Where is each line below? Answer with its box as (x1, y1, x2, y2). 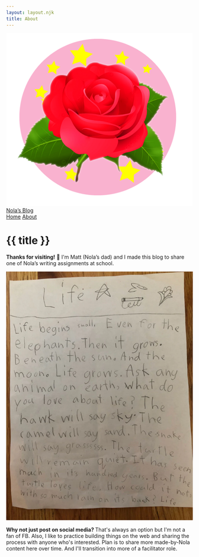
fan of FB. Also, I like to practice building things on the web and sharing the (6, 532, 190, 539)
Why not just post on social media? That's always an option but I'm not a (6, 526, 185, 533)
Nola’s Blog (6, 207, 34, 214)
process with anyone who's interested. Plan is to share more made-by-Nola (6, 539, 191, 546)
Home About (6, 213, 37, 220)
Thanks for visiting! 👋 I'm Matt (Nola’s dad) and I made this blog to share (6, 253, 185, 260)
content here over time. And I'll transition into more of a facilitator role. (6, 545, 178, 552)
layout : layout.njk (6, 9, 54, 15)
